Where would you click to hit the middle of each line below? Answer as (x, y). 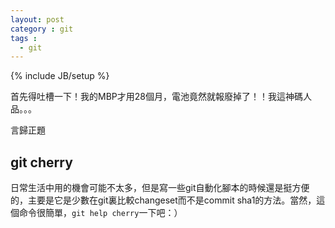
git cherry (41, 162)
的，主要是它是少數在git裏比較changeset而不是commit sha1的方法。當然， (163, 200)
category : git (42, 29)
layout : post (37, 19)
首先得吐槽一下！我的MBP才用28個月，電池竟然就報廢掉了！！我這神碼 (156, 97)
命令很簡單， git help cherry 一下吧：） (100, 213)
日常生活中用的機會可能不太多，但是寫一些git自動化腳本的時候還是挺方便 (160, 188)
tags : (24, 38)
